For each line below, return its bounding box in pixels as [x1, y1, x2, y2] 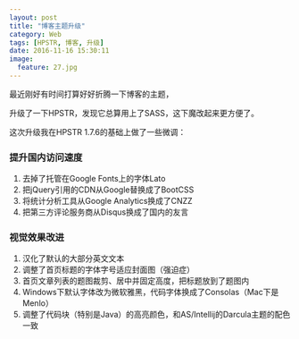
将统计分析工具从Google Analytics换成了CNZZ [21, 196, 194, 207]
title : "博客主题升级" [9, 21, 86, 30]
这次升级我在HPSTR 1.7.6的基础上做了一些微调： [9, 126, 187, 137]
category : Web [9, 30, 62, 38]
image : [9, 55, 34, 64]
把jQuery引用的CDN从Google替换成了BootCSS [21, 184, 195, 195]
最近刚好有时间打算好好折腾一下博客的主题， [9, 89, 174, 99]
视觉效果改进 [9, 232, 65, 244]
